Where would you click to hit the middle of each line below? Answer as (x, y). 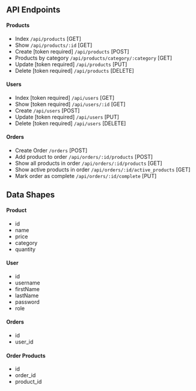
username (27, 283)
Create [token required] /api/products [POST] (72, 51)
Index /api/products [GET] (48, 38)
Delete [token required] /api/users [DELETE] (70, 123)
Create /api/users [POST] (47, 110)
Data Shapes (31, 195)
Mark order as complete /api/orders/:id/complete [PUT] (86, 176)
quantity (25, 249)
